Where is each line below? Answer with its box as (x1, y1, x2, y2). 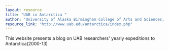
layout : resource (5, 7, 42, 13)
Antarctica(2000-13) (5, 41, 48, 47)
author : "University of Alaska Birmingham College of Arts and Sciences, (5, 17, 165, 22)
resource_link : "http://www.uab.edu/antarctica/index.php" (5, 21, 133, 27)
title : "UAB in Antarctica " (5, 12, 67, 17)
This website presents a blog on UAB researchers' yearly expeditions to (5, 35, 155, 41)
